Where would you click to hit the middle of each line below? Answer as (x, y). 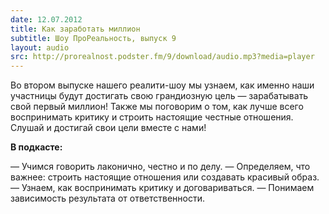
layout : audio (40, 47)
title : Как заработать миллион (75, 29)
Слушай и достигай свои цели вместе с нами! (108, 128)
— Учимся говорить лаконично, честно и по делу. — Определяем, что (160, 167)
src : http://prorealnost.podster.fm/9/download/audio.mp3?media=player (162, 57)
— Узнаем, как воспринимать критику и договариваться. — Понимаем (162, 188)
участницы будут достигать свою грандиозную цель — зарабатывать (159, 96)
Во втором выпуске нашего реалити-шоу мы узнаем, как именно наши (162, 85)
